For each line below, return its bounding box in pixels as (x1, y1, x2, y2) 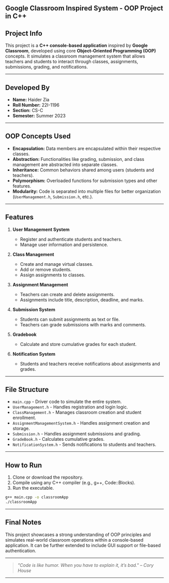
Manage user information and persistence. (20, 242, 108, 248)
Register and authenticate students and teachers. (20, 236, 122, 242)
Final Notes (5, 518, 42, 527)
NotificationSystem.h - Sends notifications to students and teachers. (12, 441, 156, 448)
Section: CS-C (12, 107, 44, 113)
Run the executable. (12, 485, 54, 491)
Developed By (5, 83, 50, 92)
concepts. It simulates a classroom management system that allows (5, 53, 145, 60)
